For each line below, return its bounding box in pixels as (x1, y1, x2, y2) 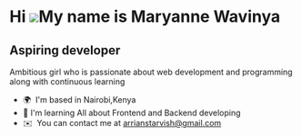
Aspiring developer (9, 43, 121, 58)
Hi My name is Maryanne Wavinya (9, 6, 281, 27)
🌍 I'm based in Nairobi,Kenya (22, 94, 136, 105)
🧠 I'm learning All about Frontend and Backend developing (22, 107, 241, 118)
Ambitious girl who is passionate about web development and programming (9, 66, 293, 77)
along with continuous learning (9, 76, 126, 87)
